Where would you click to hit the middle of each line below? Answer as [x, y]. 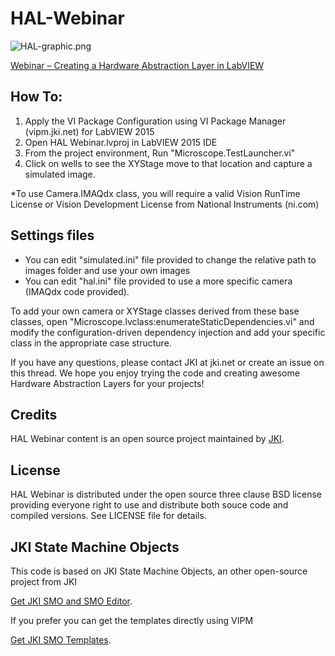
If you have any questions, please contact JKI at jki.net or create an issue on [167, 362]
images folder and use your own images [107, 270]
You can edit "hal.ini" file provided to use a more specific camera [158, 281]
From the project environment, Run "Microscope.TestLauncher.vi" [160, 153]
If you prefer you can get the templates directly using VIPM [132, 620]
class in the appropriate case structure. [91, 343]
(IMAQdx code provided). [77, 291]
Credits [34, 414]
